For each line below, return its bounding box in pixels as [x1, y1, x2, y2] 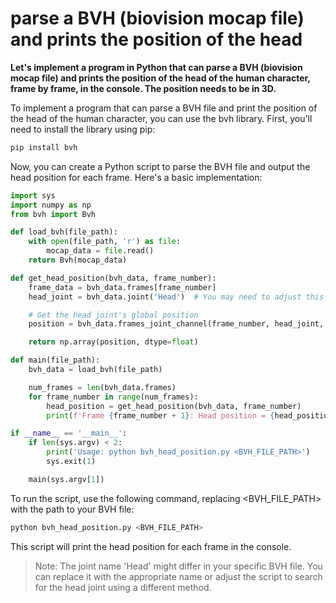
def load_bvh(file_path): [10, 227, 118, 237]
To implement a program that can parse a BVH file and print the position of [10, 102, 318, 114]
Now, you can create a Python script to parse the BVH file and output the [10, 160, 311, 172]
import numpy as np [10, 200, 92, 210]
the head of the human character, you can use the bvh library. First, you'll [10, 112, 313, 124]
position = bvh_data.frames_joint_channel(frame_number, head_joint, [28, 319, 325, 329]
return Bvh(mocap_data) [28, 255, 128, 266]
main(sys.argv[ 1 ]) [28, 474, 105, 484]
